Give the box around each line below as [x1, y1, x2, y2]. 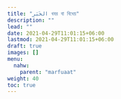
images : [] [7, 49, 39, 56]
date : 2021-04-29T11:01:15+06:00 [7, 29, 105, 37]
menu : [7, 56, 23, 63]
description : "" [7, 17, 55, 24]
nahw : [13, 62, 30, 69]
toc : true [7, 82, 36, 89]
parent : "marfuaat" [20, 68, 77, 75]
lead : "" [7, 23, 33, 30]
